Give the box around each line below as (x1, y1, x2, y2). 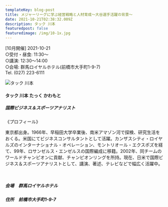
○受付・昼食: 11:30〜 (5, 51, 49, 57)
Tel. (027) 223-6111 (5, 70, 45, 75)
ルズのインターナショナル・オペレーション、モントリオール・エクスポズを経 (5, 142, 163, 148)
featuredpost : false (5, 26, 49, 31)
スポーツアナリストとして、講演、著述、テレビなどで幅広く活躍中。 (22, 160, 163, 166)
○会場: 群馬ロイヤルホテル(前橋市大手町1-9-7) (5, 64, 101, 70)
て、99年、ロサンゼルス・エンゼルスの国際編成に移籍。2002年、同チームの (5, 148, 162, 154)
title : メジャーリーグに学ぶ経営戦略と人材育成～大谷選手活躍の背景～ (5, 12, 133, 17)
